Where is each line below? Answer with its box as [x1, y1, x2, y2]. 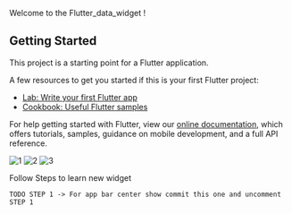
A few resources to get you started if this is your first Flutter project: [9, 74, 259, 85]
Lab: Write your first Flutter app [21, 91, 138, 102]
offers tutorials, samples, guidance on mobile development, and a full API [9, 128, 279, 139]
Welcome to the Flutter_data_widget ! [9, 8, 146, 18]
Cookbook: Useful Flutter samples [21, 101, 148, 112]
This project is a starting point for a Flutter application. [9, 57, 209, 68]
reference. [9, 138, 47, 149]
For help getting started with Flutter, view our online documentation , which [9, 118, 284, 129]
